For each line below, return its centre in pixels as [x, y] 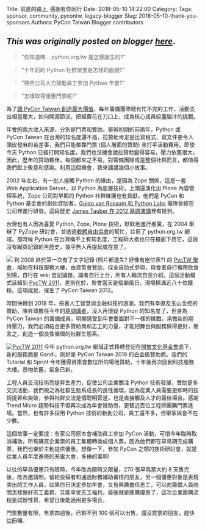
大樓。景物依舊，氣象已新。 [41, 369]
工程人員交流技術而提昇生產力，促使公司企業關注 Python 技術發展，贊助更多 [102, 382]
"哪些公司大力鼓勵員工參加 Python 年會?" [73, 83]
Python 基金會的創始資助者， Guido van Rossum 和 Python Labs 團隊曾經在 [100, 203]
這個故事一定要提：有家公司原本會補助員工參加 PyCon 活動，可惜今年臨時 [99, 433]
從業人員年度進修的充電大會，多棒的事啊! [58, 456]
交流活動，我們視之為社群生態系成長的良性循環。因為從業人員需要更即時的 [100, 390]
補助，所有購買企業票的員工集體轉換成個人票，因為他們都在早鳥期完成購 [102, 441]
